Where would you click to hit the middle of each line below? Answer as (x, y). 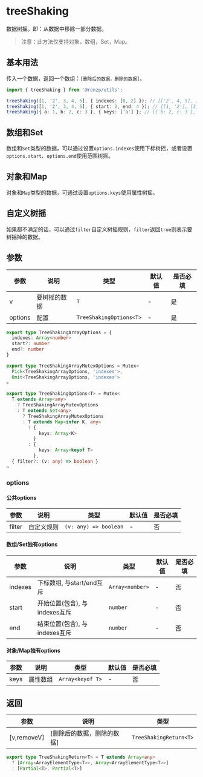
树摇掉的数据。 (25, 237)
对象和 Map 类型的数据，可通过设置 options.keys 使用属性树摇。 (82, 192)
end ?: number (28, 349)
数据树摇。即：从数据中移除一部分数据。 (56, 29)
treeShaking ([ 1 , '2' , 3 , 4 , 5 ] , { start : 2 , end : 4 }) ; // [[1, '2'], (97, 106)
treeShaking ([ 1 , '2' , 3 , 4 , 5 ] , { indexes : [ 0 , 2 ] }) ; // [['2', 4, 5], (100, 101)
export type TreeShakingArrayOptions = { (59, 332)
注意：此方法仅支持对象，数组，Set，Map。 (76, 41)
